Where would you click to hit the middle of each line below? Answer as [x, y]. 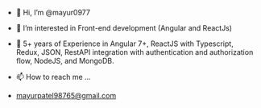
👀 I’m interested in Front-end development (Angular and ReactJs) [124, 28]
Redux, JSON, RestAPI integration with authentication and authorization [135, 52]
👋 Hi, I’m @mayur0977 [53, 12]
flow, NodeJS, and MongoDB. [65, 61]
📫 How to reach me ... [53, 77]
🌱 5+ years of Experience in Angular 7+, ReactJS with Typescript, [124, 44]
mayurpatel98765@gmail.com [66, 96]
